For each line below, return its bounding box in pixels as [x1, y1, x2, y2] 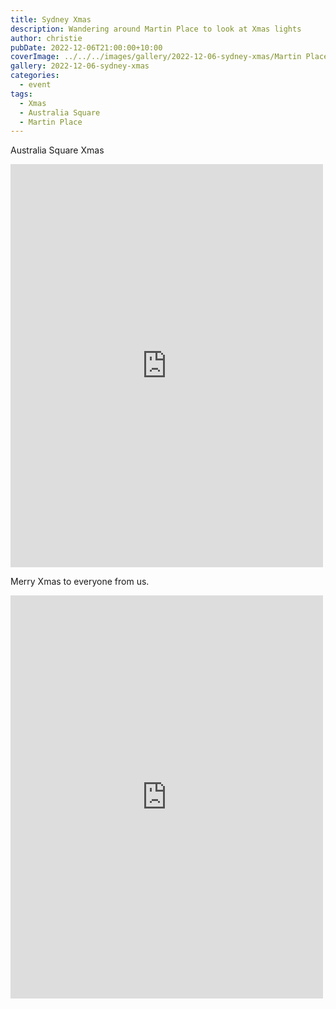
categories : [10, 71, 60, 81]
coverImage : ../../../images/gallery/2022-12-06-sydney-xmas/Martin [10, 52, 302, 62]
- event [19, 80, 52, 90]
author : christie [10, 33, 83, 43]
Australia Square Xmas [10, 144, 105, 156]
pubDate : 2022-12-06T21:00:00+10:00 [10, 42, 163, 53]
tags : [10, 89, 33, 99]
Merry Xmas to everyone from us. [10, 576, 150, 588]
